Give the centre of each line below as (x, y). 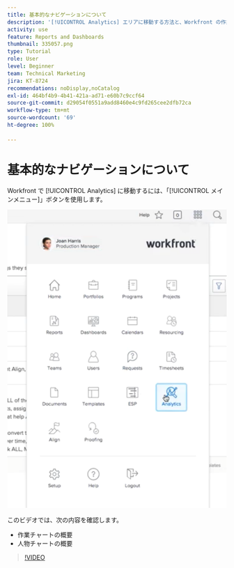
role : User (23, 59)
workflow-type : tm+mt (39, 110)
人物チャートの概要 (45, 543)
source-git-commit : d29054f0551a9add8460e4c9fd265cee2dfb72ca (99, 103)
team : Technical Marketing (46, 73)
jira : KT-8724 (28, 81)
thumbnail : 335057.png (40, 44)
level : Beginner (31, 66)
